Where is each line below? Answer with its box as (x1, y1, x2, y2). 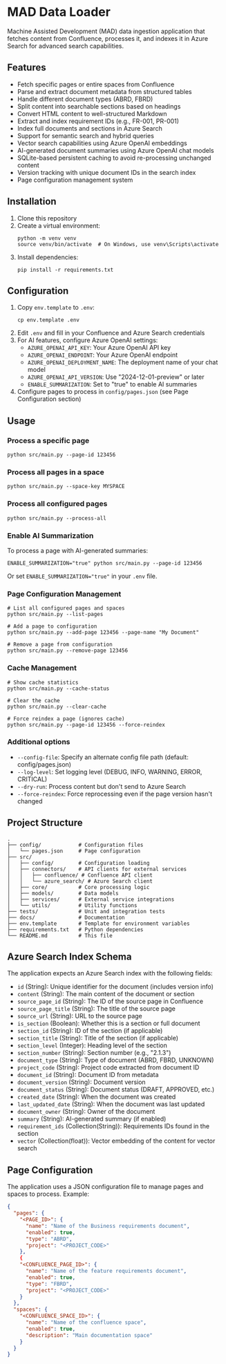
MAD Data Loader (7, 4, 111, 20)
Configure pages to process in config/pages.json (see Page (17, 388, 189, 396)
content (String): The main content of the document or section (17, 990, 195, 998)
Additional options (7, 737, 70, 747)
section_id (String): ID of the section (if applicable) (17, 1027, 163, 1035)
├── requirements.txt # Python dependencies (7, 926, 144, 933)
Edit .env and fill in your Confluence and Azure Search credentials (17, 329, 205, 337)
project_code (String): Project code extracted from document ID (17, 1063, 200, 1072)
